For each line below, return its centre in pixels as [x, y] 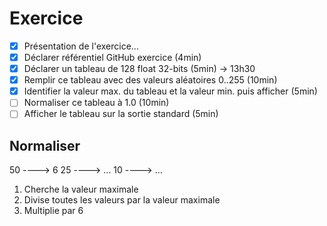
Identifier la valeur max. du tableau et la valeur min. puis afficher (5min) [170, 91]
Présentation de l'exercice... [81, 46]
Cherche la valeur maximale [81, 189]
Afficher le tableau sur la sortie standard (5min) [121, 114]
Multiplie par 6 [53, 211]
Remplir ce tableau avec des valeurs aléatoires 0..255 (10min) [150, 80]
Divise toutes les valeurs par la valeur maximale [122, 200]
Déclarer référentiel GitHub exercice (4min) [112, 57]
